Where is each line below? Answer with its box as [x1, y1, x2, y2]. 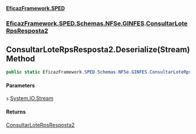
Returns [6, 108, 26, 115]
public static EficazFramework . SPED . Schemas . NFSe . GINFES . [6, 69, 150, 75]
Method [6, 53, 36, 64]
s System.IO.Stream [6, 95, 54, 102]
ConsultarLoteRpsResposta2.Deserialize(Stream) [6, 44, 190, 54]
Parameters [6, 82, 35, 89]
